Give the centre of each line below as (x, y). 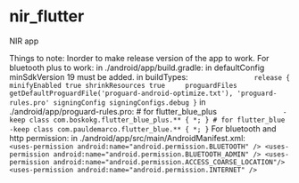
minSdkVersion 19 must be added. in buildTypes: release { (149, 76)
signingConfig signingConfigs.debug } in (130, 102)
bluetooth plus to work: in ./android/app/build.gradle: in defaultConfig (137, 68)
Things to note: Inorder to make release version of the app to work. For (139, 58)
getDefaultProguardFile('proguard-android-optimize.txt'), (121, 93)
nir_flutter (47, 16)
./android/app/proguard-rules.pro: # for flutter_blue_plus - (148, 111)
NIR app (24, 41)
